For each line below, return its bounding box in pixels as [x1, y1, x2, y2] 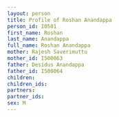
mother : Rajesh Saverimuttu [7, 49, 88, 56]
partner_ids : [7, 94, 45, 100]
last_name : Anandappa [7, 36, 69, 43]
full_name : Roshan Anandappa [7, 42, 91, 49]
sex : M [7, 100, 26, 107]
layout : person [7, 10, 51, 17]
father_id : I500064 [7, 67, 63, 74]
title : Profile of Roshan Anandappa [7, 17, 112, 23]
